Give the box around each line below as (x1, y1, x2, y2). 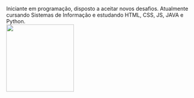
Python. (6, 18, 26, 24)
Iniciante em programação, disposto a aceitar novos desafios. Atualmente (6, 5, 189, 12)
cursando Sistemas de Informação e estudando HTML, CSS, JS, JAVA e (6, 11, 184, 19)
